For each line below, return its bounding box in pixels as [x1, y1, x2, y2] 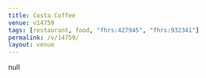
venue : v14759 [8, 19, 55, 27]
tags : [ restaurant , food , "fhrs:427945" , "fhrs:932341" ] [8, 26, 200, 34]
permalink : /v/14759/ [8, 33, 80, 42]
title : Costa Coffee [8, 11, 77, 20]
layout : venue [8, 41, 55, 49]
